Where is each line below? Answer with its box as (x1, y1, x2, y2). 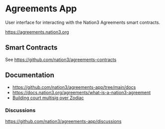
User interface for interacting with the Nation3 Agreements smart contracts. (5, 19, 161, 25)
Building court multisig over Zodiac (12, 95, 84, 101)
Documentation (5, 71, 55, 79)
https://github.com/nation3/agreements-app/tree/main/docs (12, 84, 136, 90)
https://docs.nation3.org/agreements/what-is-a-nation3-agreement (12, 89, 151, 95)
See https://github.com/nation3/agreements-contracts (5, 57, 117, 63)
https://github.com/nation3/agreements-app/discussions (5, 118, 122, 124)
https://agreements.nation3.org (5, 29, 70, 35)
